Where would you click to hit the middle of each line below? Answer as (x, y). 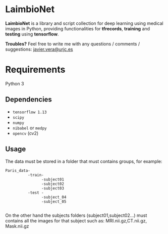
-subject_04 (54, 197)
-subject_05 (54, 201)
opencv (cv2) (25, 133)
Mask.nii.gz (17, 226)
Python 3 (15, 83)
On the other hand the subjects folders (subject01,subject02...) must (76, 215)
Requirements (35, 70)
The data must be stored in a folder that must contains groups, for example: (84, 161)
